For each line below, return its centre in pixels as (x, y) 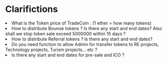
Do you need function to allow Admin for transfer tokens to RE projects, (86, 44)
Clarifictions (32, 9)
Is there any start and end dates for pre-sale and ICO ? (68, 55)
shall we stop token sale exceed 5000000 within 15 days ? (65, 33)
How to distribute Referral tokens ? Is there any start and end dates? (82, 39)
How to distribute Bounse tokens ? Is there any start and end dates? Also (87, 28)
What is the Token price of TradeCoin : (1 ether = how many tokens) (82, 23)
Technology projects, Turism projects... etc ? (51, 49)
